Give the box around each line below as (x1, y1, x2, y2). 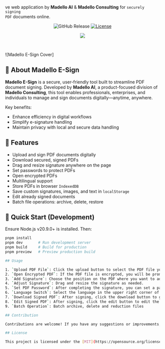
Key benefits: (5, 104, 32, 110)
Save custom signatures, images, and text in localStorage (12, 188, 130, 194)
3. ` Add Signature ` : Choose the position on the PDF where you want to (5, 276, 155, 281)
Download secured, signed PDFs (12, 157, 79, 163)
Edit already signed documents (12, 193, 75, 199)
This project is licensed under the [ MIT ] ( (5, 340, 96, 345)
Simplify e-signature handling (12, 119, 72, 125)
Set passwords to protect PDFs (12, 167, 75, 173)
